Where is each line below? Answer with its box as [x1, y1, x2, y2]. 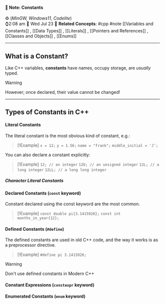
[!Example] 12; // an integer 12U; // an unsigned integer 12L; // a [17, 161, 160, 167]
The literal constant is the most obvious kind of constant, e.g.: [5, 133, 130, 138]
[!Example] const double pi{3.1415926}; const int [17, 211, 121, 217]
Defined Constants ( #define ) [5, 226, 64, 232]
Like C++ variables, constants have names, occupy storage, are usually [5, 65, 151, 71]
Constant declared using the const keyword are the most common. [5, 201, 140, 207]
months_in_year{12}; [17, 216, 59, 221]
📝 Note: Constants [5, 4, 43, 10]
